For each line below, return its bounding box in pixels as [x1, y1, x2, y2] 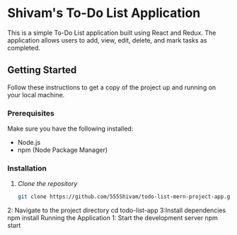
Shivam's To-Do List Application [7, 5, 201, 21]
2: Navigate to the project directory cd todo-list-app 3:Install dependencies [7, 206, 226, 214]
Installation [7, 163, 47, 173]
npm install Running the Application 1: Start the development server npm [7, 214, 218, 222]
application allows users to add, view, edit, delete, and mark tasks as [7, 35, 207, 44]
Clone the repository [17, 180, 78, 188]
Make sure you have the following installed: [7, 124, 134, 133]
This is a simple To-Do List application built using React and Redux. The [7, 28, 216, 37]
